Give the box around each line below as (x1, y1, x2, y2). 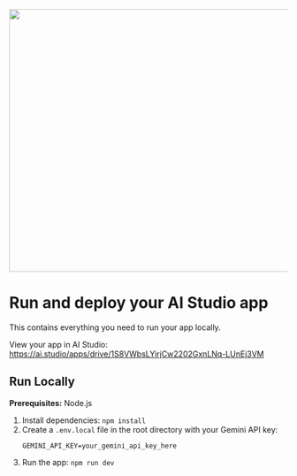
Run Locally (9, 374, 75, 389)
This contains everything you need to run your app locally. (9, 322, 221, 333)
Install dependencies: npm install (21, 415, 146, 426)
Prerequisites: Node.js (9, 397, 93, 408)
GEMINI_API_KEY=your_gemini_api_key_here (21, 441, 177, 450)
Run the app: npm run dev (21, 457, 115, 467)
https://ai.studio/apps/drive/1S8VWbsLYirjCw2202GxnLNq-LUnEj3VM (9, 349, 264, 359)
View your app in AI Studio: (9, 339, 108, 349)
